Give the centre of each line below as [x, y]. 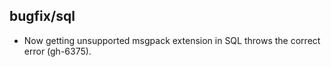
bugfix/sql [42, 16]
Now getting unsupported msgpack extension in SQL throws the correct [172, 40]
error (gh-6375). [57, 51]
